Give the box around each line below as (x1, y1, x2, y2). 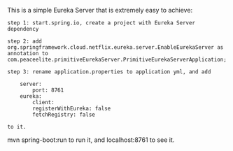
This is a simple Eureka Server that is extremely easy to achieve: (7, 6, 193, 14)
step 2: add (7, 38, 42, 45)
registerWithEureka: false (32, 105, 111, 112)
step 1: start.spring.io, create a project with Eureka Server (7, 20, 196, 27)
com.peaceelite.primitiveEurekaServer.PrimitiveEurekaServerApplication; (7, 56, 227, 63)
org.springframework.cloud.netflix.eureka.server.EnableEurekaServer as (7, 44, 224, 51)
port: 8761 (32, 87, 64, 94)
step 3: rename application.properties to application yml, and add (7, 69, 211, 75)
